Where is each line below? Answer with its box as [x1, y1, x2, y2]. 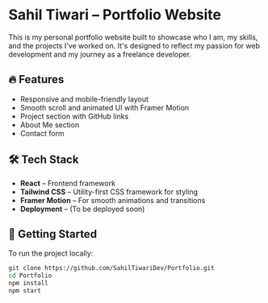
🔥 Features [8, 73, 65, 86]
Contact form [19, 128, 65, 138]
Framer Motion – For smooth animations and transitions [19, 195, 206, 205]
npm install [8, 280, 48, 288]
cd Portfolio [8, 272, 52, 280]
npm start [8, 287, 42, 295]
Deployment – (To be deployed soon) [19, 204, 145, 214]
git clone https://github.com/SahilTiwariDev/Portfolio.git [8, 264, 216, 272]
